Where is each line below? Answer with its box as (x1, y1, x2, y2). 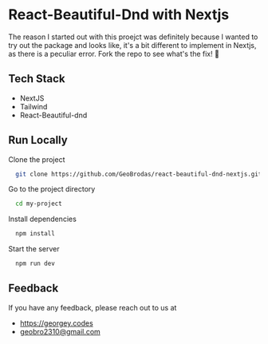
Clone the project (8, 154, 65, 164)
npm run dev (15, 259, 56, 268)
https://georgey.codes (19, 318, 93, 328)
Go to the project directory (8, 184, 96, 194)
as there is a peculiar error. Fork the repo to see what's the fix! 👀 (8, 49, 219, 58)
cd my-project (15, 200, 62, 208)
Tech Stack (8, 72, 65, 85)
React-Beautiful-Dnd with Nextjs (8, 6, 230, 24)
